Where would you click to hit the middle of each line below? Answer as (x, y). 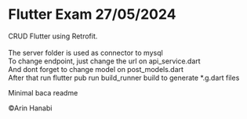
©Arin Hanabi (30, 108)
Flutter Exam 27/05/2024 (92, 14)
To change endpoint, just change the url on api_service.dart (105, 61)
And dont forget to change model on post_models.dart (96, 69)
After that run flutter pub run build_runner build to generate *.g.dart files (124, 78)
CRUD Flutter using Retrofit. (53, 36)
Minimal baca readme (43, 92)
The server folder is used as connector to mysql (85, 52)
